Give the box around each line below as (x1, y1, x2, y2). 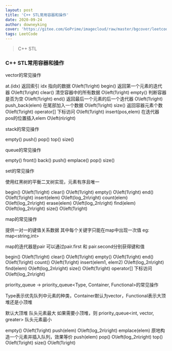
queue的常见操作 (5, 147, 41, 153)
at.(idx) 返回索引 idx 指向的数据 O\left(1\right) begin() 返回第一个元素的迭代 (5, 83, 163, 89)
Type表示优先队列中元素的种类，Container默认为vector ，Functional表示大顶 (5, 293, 166, 299)
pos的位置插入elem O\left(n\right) (5, 115, 76, 121)
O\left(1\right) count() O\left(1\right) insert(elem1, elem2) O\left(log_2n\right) (5, 259, 164, 266)
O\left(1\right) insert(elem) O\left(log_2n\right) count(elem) (5, 195, 128, 201)
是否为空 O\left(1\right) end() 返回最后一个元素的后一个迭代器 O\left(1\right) (5, 96, 163, 102)
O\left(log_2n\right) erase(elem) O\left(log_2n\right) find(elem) (5, 200, 136, 206)
